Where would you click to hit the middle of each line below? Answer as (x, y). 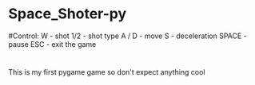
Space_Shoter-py (68, 14)
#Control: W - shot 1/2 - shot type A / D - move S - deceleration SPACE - (128, 36)
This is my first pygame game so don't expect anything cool (107, 72)
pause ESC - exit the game (52, 44)
